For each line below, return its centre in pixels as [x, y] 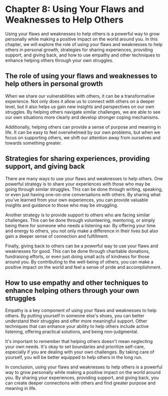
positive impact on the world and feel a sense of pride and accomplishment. [83, 267]
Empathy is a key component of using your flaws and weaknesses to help [81, 310]
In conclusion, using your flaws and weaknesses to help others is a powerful [84, 367]
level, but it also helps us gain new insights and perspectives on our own [80, 107]
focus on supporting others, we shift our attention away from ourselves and [83, 137]
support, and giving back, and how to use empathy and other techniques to [83, 55]
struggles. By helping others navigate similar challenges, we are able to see [83, 112]
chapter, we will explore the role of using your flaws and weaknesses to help [84, 44]
